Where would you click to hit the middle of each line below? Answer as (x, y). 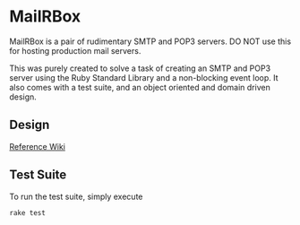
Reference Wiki (37, 146)
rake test (28, 212)
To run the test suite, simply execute (76, 196)
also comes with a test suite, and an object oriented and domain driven (140, 87)
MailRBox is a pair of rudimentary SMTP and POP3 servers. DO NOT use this (150, 41)
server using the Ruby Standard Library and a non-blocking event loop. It (144, 77)
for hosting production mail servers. (75, 50)
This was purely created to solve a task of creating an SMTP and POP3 (140, 68)
